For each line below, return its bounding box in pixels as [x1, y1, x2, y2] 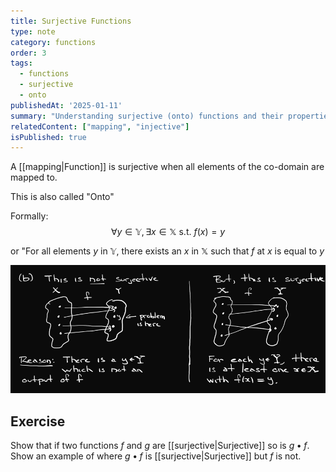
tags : [10, 58, 33, 69]
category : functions [10, 37, 97, 47]
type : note [10, 26, 56, 37]
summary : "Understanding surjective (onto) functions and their [10, 111, 284, 121]
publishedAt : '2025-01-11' [10, 100, 123, 110]
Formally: [10, 210, 49, 222]
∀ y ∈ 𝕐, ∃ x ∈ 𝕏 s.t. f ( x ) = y [110, 226, 226, 238]
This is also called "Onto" [10, 191, 115, 203]
